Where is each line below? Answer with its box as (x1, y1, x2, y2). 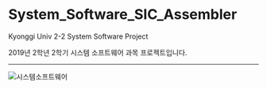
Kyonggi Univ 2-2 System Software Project (8, 32, 149, 41)
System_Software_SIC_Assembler (8, 6, 238, 24)
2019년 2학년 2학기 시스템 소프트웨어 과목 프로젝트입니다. (8, 47, 188, 57)
